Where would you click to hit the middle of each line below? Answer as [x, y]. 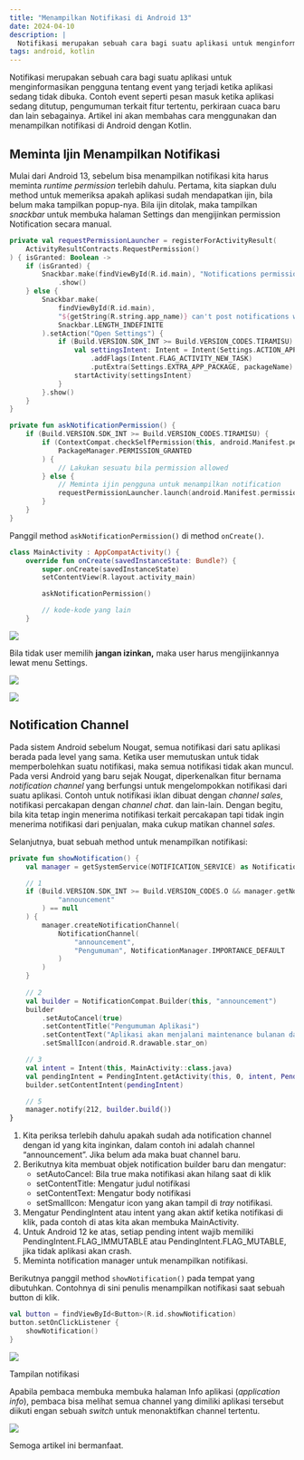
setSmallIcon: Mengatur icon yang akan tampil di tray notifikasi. [154, 1203]
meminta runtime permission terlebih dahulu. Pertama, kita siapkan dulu [143, 185]
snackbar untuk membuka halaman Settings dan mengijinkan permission [145, 214]
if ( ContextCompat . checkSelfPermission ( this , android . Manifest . [166, 443]
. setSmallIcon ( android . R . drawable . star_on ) [125, 1044]
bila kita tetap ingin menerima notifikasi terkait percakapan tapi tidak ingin [147, 814]
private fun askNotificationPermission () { [93, 426]
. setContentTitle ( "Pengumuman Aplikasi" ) [121, 1027]
